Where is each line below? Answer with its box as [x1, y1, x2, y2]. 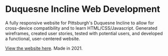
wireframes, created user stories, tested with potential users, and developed [5, 30, 163, 36]
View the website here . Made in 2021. [5, 45, 83, 51]
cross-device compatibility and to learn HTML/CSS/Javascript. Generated [5, 25, 158, 31]
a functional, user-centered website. [5, 36, 80, 42]
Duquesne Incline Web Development [5, 3, 160, 15]
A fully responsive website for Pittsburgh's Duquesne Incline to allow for [5, 20, 154, 26]
